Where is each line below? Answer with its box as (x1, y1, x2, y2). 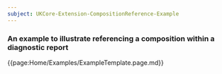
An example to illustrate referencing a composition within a (7, 33, 215, 43)
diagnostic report (7, 42, 69, 52)
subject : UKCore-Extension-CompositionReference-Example (7, 10, 179, 18)
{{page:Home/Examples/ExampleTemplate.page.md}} (7, 58, 165, 67)
